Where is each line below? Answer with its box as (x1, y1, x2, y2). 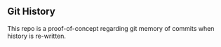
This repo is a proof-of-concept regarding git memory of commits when (7, 24, 215, 32)
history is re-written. (7, 32, 67, 40)
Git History (7, 6, 56, 18)
